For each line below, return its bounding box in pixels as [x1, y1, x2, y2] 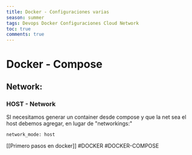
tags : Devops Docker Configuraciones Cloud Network [6, 20, 139, 26]
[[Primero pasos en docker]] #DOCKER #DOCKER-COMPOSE [6, 142, 159, 149]
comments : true [6, 31, 45, 38]
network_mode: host [6, 131, 56, 137]
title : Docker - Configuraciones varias [6, 8, 110, 15]
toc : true [6, 25, 31, 32]
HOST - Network [6, 99, 56, 108]
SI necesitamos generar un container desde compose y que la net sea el [6, 113, 187, 120]
